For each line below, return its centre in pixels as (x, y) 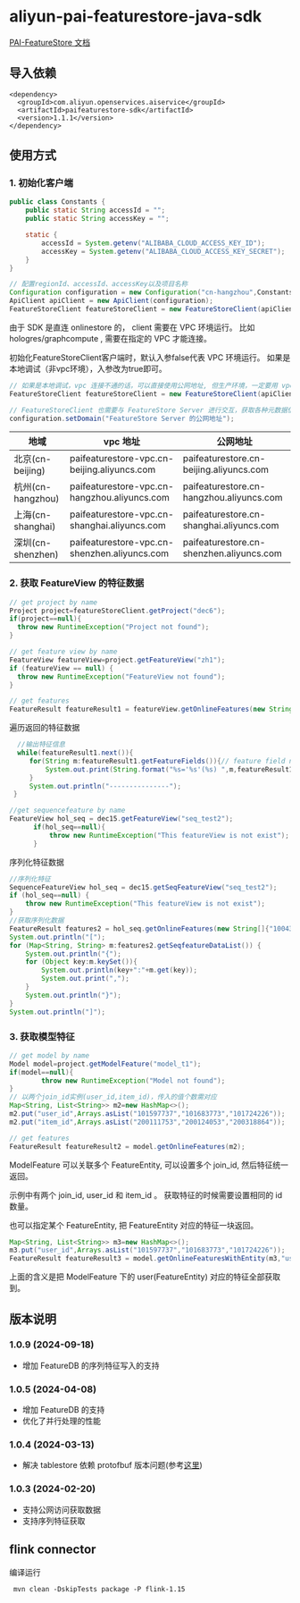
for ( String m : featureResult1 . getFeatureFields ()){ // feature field (157, 761)
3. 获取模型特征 (42, 1036)
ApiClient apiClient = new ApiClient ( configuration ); (112, 301)
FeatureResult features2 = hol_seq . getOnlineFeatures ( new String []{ (139, 928)
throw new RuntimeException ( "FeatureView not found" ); (121, 677)
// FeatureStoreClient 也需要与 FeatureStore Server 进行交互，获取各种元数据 (149, 410)
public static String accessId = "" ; (96, 211)
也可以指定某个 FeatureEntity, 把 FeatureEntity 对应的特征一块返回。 (134, 1225)
